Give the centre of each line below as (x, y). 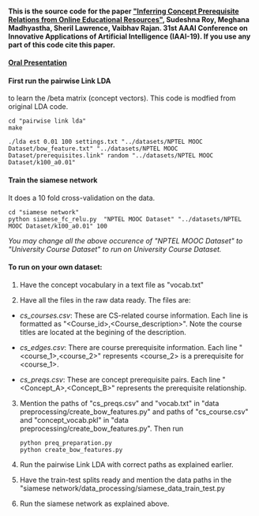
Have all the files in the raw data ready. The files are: (105, 299)
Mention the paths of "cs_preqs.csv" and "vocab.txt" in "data (119, 403)
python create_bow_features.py (71, 450)
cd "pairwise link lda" (47, 121)
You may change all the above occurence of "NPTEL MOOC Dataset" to (126, 240)
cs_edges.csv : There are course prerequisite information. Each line (128, 347)
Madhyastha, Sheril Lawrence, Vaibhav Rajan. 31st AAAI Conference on (128, 28)
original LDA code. (38, 107)
